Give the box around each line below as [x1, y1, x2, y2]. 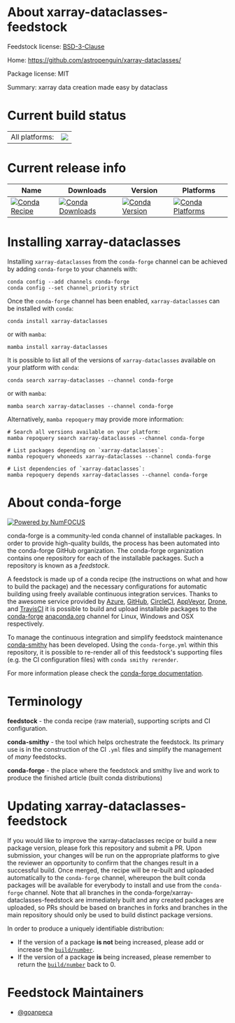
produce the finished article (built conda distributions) [7, 774, 163, 782]
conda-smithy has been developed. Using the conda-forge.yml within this [7, 640, 219, 649]
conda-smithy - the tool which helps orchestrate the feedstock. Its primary [7, 737, 225, 746]
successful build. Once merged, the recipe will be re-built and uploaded [7, 866, 215, 874]
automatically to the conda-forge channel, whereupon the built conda [7, 873, 206, 881]
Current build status [7, 108, 127, 123]
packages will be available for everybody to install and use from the [7, 881, 202, 889]
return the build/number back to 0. [17, 960, 116, 968]
